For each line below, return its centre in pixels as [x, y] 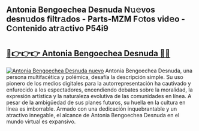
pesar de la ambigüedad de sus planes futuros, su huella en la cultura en [96, 102]
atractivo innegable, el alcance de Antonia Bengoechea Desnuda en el [93, 115]
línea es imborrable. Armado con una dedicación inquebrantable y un [92, 109]
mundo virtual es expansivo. [41, 121]
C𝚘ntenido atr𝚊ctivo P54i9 [58, 28]
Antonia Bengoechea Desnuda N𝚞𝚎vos [81, 10]
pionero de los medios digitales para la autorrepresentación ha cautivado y [99, 83]
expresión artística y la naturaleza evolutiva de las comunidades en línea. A [99, 96]
